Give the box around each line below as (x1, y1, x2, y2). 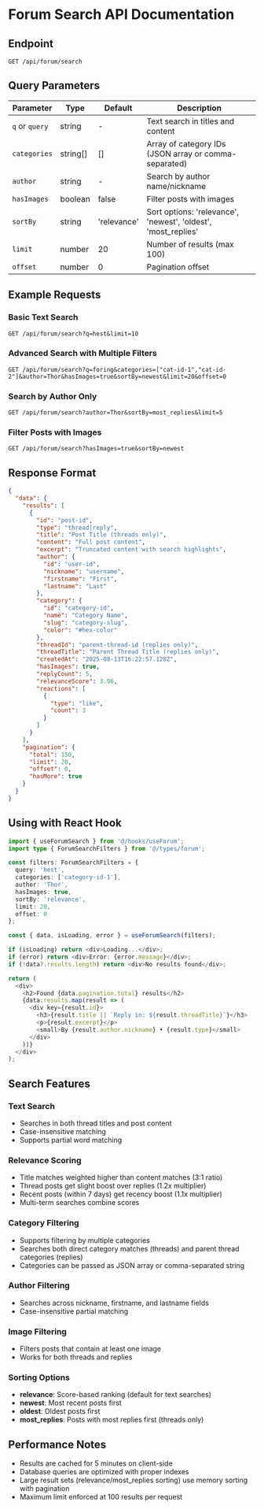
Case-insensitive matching (19, 1126, 106, 1136)
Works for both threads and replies (19, 1352, 133, 1362)
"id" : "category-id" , (42, 604, 114, 612)
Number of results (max (146, 239, 234, 250)
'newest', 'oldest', (146, 216, 212, 227)
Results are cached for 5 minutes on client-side (19, 1459, 173, 1468)
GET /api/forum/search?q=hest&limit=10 (8, 329, 139, 338)
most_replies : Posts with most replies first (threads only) (19, 1415, 204, 1425)
